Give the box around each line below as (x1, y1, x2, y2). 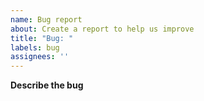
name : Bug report (10, 14, 83, 25)
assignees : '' (10, 52, 70, 62)
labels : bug (10, 42, 60, 53)
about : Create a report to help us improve (10, 24, 195, 34)
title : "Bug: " (10, 33, 74, 43)
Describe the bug (10, 79, 84, 91)
